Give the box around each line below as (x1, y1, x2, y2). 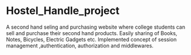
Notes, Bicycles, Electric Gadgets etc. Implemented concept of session (6, 36, 177, 43)
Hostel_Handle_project (6, 4, 120, 18)
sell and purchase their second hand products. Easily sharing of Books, (6, 29, 178, 36)
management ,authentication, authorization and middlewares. (6, 42, 154, 49)
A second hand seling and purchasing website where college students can (6, 23, 186, 30)
